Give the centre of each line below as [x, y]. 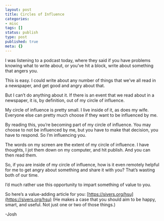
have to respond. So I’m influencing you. [46, 135]
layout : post [18, 10]
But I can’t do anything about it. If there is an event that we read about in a [80, 95]
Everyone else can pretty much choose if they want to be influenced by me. [82, 115]
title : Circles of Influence [35, 14]
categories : [17, 19]
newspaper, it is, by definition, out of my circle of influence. [65, 100]
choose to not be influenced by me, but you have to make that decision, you [82, 130]
